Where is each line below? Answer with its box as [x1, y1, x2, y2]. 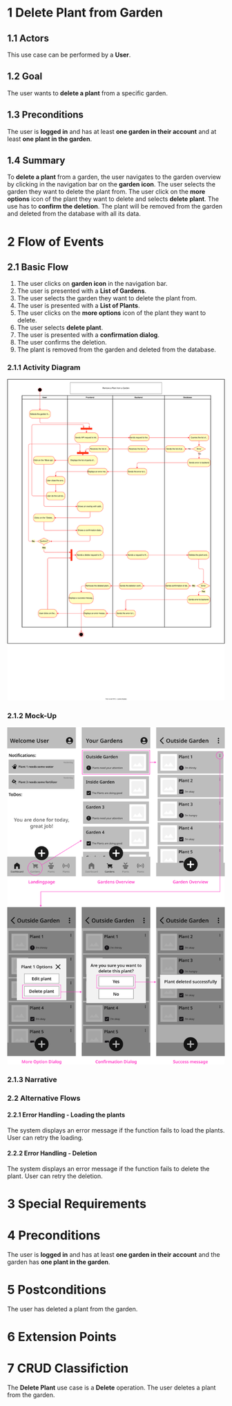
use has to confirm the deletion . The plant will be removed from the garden [7, 202, 223, 211]
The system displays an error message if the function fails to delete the [7, 1164, 210, 1173]
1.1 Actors [7, 32, 50, 44]
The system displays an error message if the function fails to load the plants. [7, 1126, 225, 1134]
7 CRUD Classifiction [7, 1360, 129, 1376]
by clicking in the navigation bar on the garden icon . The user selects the [7, 180, 216, 189]
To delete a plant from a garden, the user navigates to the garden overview [7, 173, 221, 181]
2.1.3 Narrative [7, 1075, 57, 1085]
